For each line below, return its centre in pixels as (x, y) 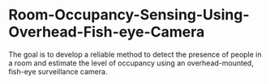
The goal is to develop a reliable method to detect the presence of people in (135, 54)
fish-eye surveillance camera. (58, 71)
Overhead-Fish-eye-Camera (107, 32)
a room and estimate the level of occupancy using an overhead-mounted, (131, 63)
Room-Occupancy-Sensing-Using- (129, 15)
